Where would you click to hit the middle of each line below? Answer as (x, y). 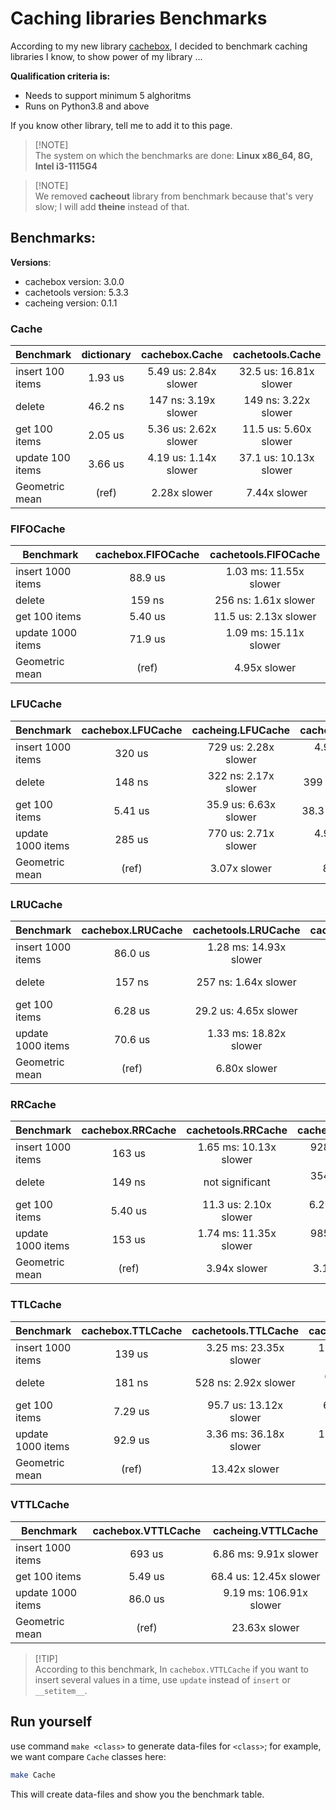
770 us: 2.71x (241, 833)
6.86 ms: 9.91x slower (265, 1554)
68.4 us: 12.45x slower (265, 1576)
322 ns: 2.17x (241, 775)
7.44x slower (277, 493)
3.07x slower (240, 868)
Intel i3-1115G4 (66, 166)
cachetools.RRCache (237, 1130)
